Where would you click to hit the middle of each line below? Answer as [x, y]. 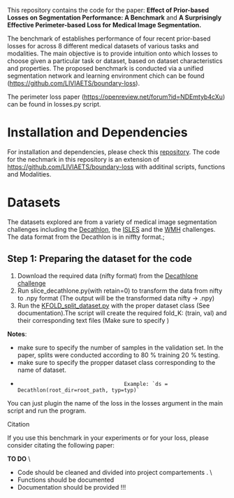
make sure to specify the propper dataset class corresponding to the [116, 362]
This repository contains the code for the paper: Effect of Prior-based [108, 10]
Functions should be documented [66, 480]
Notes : [17, 334]
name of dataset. [42, 370]
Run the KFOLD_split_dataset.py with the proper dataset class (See [114, 305]
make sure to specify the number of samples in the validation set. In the [120, 347]
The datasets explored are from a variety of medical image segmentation [112, 222]
